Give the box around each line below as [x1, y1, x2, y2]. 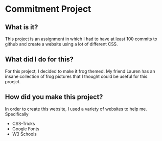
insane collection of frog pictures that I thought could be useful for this [5, 73, 148, 79]
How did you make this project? [5, 93, 103, 101]
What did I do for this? [5, 55, 74, 64]
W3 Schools [12, 131, 37, 137]
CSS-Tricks [12, 120, 35, 126]
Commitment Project [5, 3, 92, 15]
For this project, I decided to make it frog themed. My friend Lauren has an [5, 68, 155, 74]
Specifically [5, 111, 29, 117]
